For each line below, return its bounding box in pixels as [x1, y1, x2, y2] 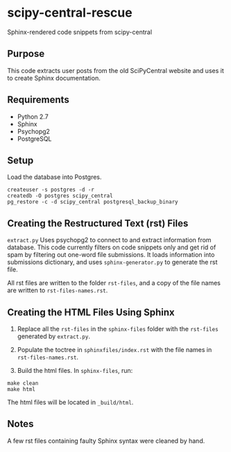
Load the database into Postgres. [7, 173, 102, 181]
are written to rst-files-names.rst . [7, 286, 108, 294]
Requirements [7, 94, 69, 106]
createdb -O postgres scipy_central [7, 192, 113, 199]
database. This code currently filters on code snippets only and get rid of [7, 243, 216, 251]
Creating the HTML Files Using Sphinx [7, 306, 175, 318]
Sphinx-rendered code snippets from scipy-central [7, 28, 153, 36]
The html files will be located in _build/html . [7, 398, 134, 406]
